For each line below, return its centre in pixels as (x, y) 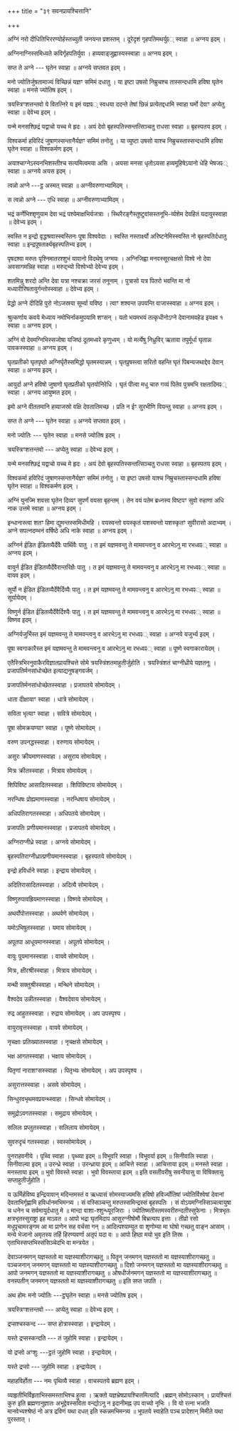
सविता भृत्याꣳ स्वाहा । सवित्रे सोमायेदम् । (52, 713)
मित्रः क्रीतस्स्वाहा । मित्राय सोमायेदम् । (50, 770)
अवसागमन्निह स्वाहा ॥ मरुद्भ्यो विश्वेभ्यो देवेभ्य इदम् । (66, 267)
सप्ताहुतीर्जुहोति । (27, 1180)
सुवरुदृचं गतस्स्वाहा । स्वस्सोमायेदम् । (50, 1142)
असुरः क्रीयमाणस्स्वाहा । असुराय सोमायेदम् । (57, 756)
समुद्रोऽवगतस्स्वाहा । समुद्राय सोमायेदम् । (53, 1113)
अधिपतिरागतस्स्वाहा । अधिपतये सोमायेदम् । (57, 813)
